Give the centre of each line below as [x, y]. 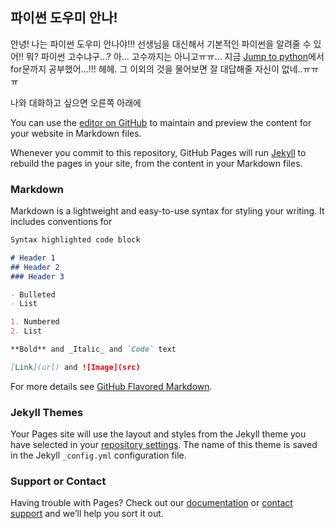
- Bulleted [33, 294]
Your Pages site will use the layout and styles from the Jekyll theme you [158, 434]
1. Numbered [35, 322]
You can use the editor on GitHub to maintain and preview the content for [161, 122]
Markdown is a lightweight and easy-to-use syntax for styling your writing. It [167, 211]
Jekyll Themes [47, 412]
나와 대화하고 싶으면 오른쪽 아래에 [76, 102]
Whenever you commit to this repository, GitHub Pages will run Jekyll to [158, 152]
